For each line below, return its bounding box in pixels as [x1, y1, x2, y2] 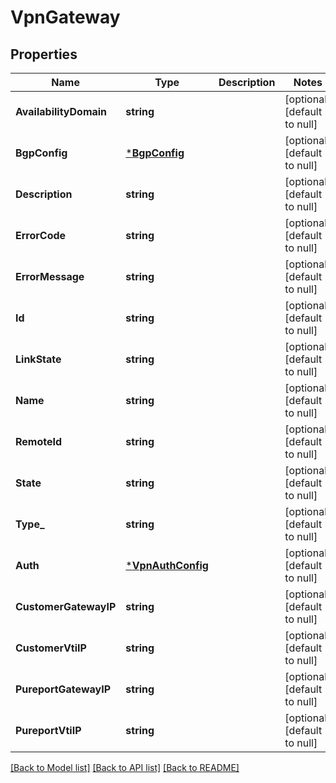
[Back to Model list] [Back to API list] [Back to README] [10, 762, 240, 773]
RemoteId [15, 435, 63, 448]
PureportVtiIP [15, 724, 82, 737]
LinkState [15, 352, 62, 366]
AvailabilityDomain [15, 105, 108, 118]
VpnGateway [10, 6, 121, 29]
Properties [10, 46, 78, 63]
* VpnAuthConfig [125, 559, 209, 572]
